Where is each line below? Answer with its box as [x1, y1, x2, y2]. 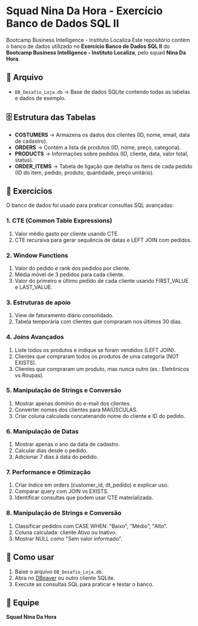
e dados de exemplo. [14, 94, 66, 101]
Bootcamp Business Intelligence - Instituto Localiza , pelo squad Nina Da [6, 49, 186, 56]
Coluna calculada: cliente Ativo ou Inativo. [14, 529, 117, 536]
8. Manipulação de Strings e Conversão [6, 509, 122, 517]
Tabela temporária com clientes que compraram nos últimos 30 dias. [14, 318, 183, 325]
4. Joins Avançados [6, 333, 64, 341]
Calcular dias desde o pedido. [14, 447, 87, 454]
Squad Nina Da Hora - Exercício [6, 4, 163, 18]
